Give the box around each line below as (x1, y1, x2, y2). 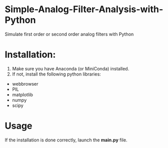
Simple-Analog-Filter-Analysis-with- (5, 4, 163, 15)
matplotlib (12, 91, 33, 97)
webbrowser (12, 81, 38, 87)
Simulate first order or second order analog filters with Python (5, 31, 134, 37)
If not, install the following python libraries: (12, 71, 101, 77)
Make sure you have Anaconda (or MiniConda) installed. (12, 65, 130, 71)
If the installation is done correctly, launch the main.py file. (5, 137, 128, 143)
